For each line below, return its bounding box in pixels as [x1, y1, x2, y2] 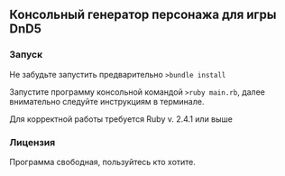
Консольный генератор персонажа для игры [9, 7, 277, 23]
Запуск [9, 49, 43, 61]
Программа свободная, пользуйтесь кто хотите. [9, 156, 197, 167]
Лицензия [9, 135, 56, 148]
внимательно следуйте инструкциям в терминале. [9, 96, 205, 107]
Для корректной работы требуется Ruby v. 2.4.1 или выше [9, 113, 233, 125]
